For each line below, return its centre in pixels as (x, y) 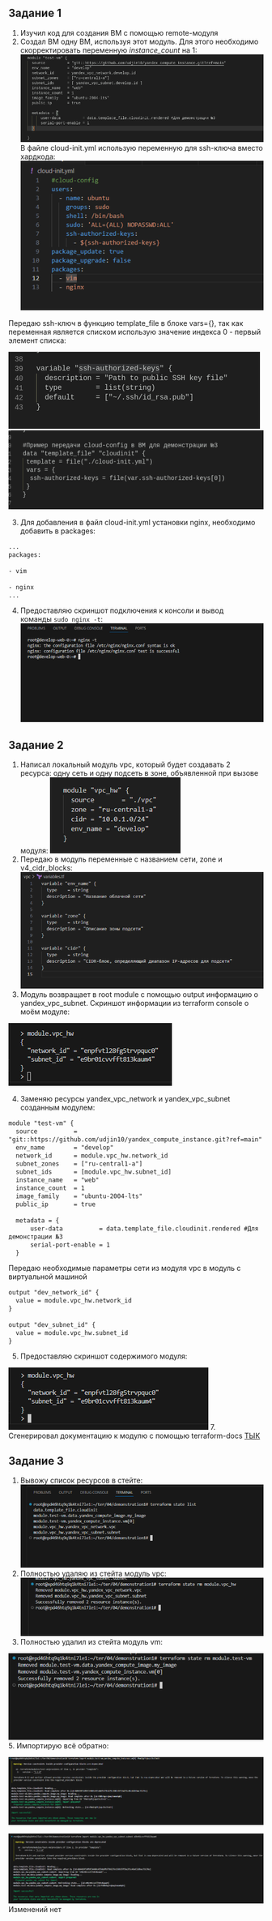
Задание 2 (36, 745)
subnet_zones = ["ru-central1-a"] (79, 1164)
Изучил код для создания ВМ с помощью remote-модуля (119, 32)
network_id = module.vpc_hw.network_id (92, 1155)
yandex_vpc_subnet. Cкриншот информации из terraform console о (134, 1003)
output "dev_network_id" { (54, 1292)
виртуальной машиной (48, 1277)
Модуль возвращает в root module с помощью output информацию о (139, 994)
